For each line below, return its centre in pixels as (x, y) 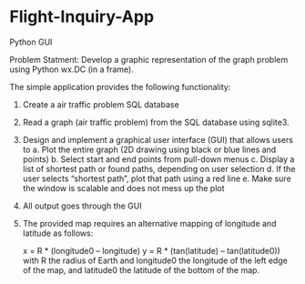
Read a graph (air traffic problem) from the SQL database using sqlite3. (156, 122)
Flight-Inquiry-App (82, 17)
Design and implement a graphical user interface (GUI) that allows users (158, 139)
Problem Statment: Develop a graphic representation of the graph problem (149, 59)
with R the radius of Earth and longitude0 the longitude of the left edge (155, 260)
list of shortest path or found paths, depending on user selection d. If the (159, 168)
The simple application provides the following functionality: (120, 86)
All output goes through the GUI (82, 206)
